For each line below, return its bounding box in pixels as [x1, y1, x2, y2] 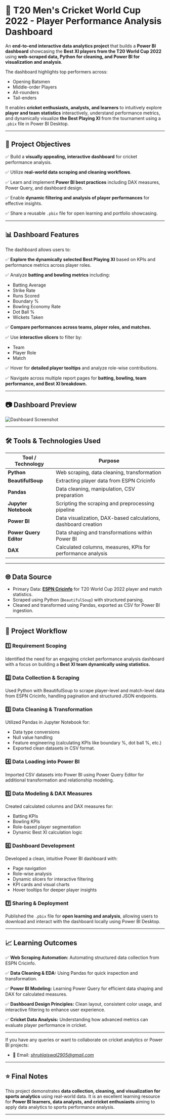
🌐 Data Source [5, 572, 52, 581]
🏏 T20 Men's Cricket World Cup [5, 5, 141, 16]
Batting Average [12, 282, 47, 288]
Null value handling [12, 734, 53, 740]
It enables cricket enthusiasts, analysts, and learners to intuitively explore [5, 104, 162, 110]
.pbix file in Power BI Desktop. [5, 120, 69, 127]
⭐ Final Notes [5, 1072, 48, 1081]
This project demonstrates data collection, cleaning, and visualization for [5, 1088, 161, 1094]
